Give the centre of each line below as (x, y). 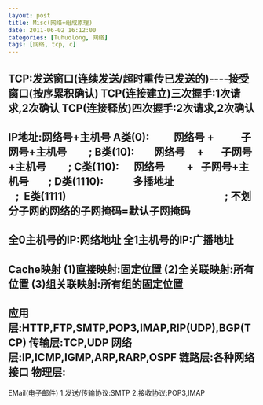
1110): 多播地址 (125, 181)
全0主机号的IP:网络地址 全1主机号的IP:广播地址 (121, 240)
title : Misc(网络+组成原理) (50, 23)
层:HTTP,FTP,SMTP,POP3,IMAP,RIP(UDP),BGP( (126, 328)
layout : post (29, 15)
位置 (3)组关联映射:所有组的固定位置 (96, 284)
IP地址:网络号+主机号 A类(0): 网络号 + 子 (130, 137)
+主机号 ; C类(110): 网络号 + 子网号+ (124, 166)
